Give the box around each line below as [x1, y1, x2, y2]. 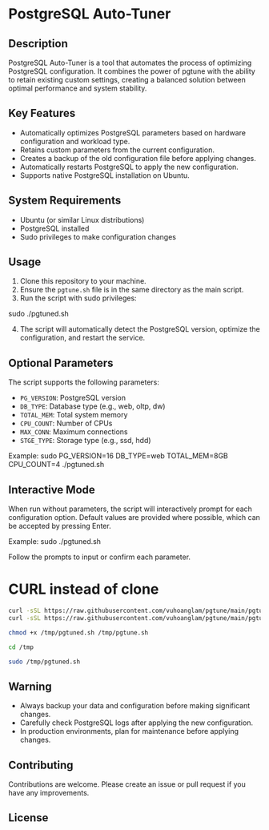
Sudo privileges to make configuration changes [19, 232, 176, 241]
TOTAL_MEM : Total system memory [19, 410, 128, 420]
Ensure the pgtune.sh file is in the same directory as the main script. [19, 285, 244, 295]
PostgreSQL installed [19, 224, 90, 233]
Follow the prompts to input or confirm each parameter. [8, 552, 191, 562]
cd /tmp [8, 643, 34, 651]
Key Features [8, 107, 76, 120]
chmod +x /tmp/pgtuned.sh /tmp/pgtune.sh [8, 628, 149, 637]
